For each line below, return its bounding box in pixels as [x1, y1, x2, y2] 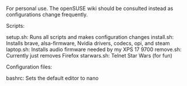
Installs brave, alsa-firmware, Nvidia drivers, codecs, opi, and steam [6, 40, 171, 46]
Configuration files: [6, 63, 53, 70]
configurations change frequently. [6, 11, 88, 18]
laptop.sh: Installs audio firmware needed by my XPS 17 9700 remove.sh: [6, 46, 182, 53]
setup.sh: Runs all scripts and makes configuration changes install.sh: [6, 34, 174, 40]
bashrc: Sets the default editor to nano [6, 75, 99, 81]
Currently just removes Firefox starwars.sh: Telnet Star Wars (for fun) [6, 52, 172, 59]
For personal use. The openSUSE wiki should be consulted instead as [6, 5, 174, 12]
